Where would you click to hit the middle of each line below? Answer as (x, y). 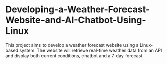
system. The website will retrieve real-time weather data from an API (91, 50)
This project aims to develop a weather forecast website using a (72, 45)
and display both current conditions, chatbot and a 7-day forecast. (74, 56)
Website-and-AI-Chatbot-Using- (76, 20)
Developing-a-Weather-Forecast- (78, 9)
